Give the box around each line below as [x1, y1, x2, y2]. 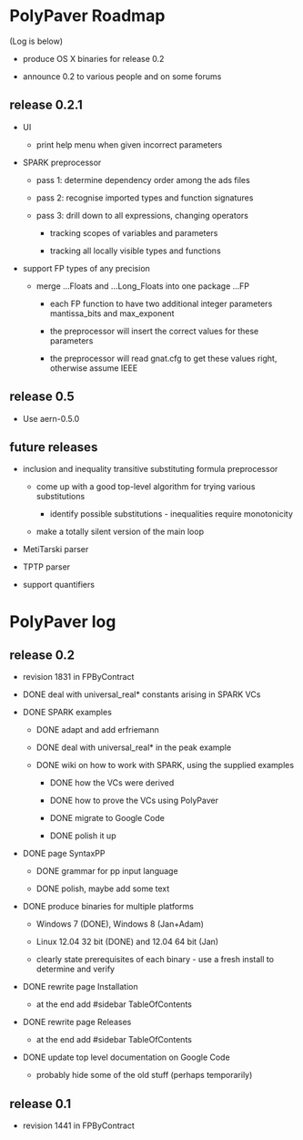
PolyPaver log [9, 611, 116, 632]
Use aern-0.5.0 [22, 413, 80, 424]
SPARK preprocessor [22, 157, 102, 168]
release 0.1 [9, 1095, 72, 1112]
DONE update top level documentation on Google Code [22, 1052, 230, 1063]
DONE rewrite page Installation [22, 981, 138, 992]
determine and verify [35, 963, 116, 975]
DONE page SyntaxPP [22, 848, 106, 859]
